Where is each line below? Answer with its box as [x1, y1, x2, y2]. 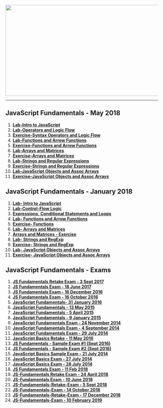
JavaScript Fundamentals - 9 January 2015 [12, 315, 101, 321]
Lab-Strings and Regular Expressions [12, 158, 89, 163]
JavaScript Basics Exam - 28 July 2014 [12, 361, 93, 367]
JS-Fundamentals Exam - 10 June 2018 [12, 376, 93, 383]
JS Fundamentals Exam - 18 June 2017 [12, 284, 91, 290]
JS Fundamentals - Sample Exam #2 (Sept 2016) [12, 346, 112, 352]
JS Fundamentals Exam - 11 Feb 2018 [12, 366, 89, 372]
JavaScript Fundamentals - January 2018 [5, 187, 133, 196]
